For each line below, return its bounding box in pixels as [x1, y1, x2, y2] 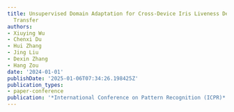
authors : [7, 23, 33, 30]
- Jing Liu [7, 49, 39, 56]
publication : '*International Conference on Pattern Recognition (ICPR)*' [7, 95, 229, 102]
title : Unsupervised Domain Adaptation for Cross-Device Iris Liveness [7, 10, 219, 17]
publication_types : [7, 81, 64, 88]
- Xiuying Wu [7, 29, 45, 37]
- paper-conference [7, 88, 64, 95]
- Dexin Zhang [7, 56, 49, 63]
